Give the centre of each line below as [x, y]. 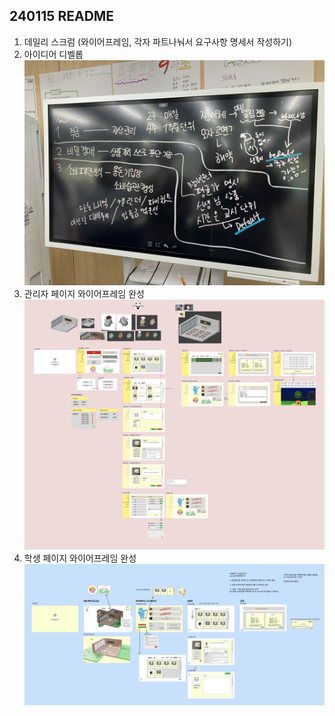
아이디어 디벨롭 [53, 54]
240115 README [62, 16]
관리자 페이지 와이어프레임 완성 [84, 293]
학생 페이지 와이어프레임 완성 [80, 558]
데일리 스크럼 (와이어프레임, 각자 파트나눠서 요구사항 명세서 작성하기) [158, 41]
